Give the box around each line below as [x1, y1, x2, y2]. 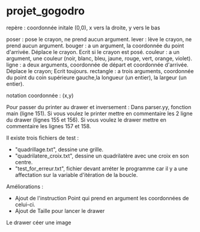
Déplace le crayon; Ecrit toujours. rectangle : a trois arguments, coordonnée [6, 67, 194, 74]
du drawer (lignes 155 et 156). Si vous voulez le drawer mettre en [6, 116, 167, 123]
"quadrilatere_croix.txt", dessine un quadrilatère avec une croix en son [14, 152, 189, 159]
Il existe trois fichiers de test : [6, 134, 79, 141]
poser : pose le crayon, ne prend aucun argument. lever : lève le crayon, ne [6, 35, 192, 43]
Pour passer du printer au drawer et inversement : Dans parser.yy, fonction [6, 103, 192, 110]
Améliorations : [6, 183, 44, 190]
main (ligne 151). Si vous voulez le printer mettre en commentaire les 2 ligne [6, 110, 193, 117]
